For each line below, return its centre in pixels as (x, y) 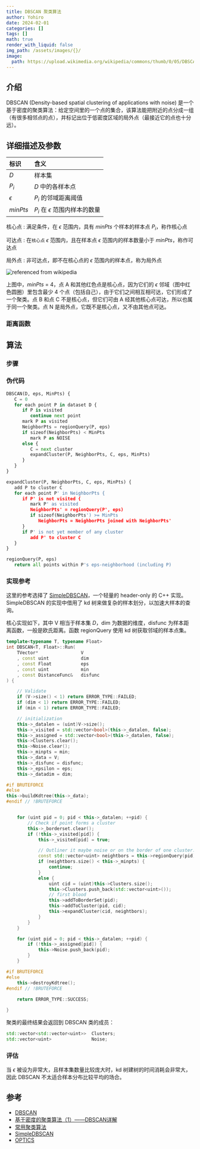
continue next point (56, 416)
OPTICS (24, 1140)
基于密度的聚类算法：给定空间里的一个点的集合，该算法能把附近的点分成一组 (100, 110)
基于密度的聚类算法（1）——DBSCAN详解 (66, 1119)
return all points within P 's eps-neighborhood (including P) (93, 565)
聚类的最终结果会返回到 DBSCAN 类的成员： (60, 1022)
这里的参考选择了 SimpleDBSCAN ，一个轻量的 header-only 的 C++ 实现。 (96, 595)
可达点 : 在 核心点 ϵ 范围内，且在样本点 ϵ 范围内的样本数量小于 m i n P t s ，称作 (97, 240)
